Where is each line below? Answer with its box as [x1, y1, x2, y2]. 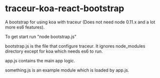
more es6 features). [5, 24, 45, 30]
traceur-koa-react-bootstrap [5, 3, 124, 14]
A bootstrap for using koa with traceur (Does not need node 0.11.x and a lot [5, 19, 155, 25]
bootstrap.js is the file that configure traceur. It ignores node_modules [5, 43, 145, 49]
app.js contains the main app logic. [5, 58, 76, 63]
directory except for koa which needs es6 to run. [5, 48, 103, 54]
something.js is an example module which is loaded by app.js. [5, 67, 129, 73]
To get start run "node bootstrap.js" [5, 34, 77, 39]
